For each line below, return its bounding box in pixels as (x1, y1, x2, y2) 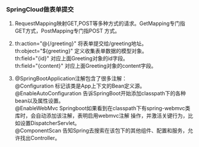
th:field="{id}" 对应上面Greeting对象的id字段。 (14, 55, 129, 62)
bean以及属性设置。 (14, 97, 64, 105)
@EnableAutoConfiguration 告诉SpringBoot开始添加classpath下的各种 (14, 90, 186, 97)
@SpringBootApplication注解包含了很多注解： (14, 75, 128, 82)
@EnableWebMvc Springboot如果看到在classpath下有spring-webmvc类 (14, 105, 191, 112)
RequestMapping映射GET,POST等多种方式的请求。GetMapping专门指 (14, 20, 185, 27)
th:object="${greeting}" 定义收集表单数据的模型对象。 (14, 48, 147, 55)
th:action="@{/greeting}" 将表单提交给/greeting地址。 (14, 40, 147, 47)
